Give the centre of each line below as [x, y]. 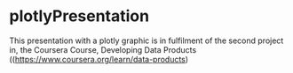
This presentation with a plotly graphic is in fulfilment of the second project [146, 40]
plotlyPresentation [79, 16]
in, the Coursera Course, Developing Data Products [103, 49]
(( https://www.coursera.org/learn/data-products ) [99, 59]
